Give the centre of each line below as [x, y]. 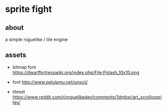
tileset [19, 92]
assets [16, 55]
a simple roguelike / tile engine [37, 39]
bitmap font [24, 67]
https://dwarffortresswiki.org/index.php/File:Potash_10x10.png [76, 72]
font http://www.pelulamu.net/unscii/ [50, 82]
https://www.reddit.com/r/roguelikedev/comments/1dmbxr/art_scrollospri [87, 97]
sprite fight [29, 9]
